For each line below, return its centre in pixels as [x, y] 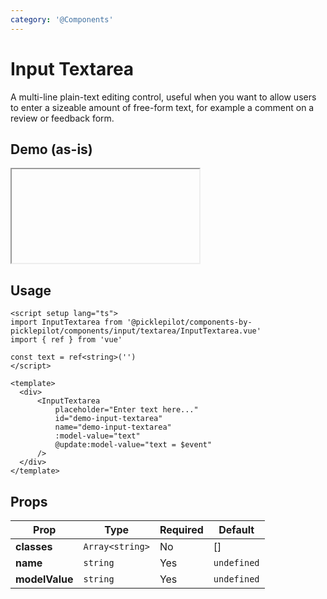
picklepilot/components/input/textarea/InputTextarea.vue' [136, 331]
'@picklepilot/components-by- [189, 322]
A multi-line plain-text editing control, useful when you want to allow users [163, 97]
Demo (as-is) [51, 149]
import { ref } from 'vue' [66, 340]
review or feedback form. [62, 118]
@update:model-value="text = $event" [133, 445]
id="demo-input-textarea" [108, 419]
